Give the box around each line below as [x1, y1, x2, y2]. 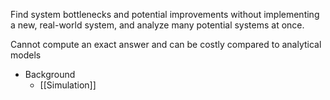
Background [24, 69, 76, 80]
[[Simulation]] [39, 79, 97, 91]
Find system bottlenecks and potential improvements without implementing [10, 9, 320, 20]
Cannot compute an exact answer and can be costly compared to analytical [10, 39, 322, 50]
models [10, 49, 42, 61]
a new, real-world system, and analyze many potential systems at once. [10, 19, 305, 31]
